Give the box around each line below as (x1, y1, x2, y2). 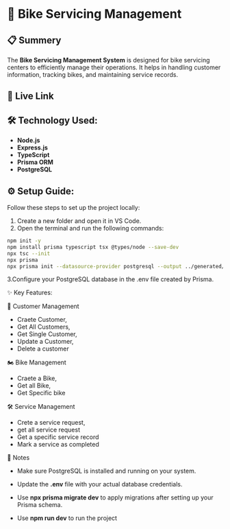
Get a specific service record (16, 433, 99, 441)
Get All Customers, (16, 322, 71, 331)
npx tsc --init (7, 250, 51, 257)
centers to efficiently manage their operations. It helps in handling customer (7, 63, 221, 71)
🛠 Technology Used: (7, 115, 98, 126)
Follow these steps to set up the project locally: (7, 204, 140, 212)
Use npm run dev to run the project (16, 514, 118, 522)
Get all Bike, (16, 381, 51, 390)
